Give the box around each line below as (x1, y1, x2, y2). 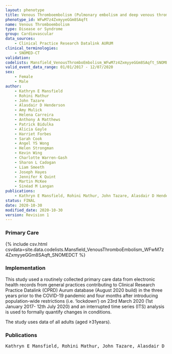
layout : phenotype (5, 7, 45, 13)
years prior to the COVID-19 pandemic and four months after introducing (5, 293, 158, 299)
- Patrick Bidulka (14, 121, 54, 127)
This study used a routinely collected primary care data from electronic (5, 276, 155, 282)
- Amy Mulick (14, 108, 42, 113)
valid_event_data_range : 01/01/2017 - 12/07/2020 (5, 65, 114, 70)
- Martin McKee (14, 179, 47, 184)
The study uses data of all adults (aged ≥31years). (5, 319, 111, 325)
